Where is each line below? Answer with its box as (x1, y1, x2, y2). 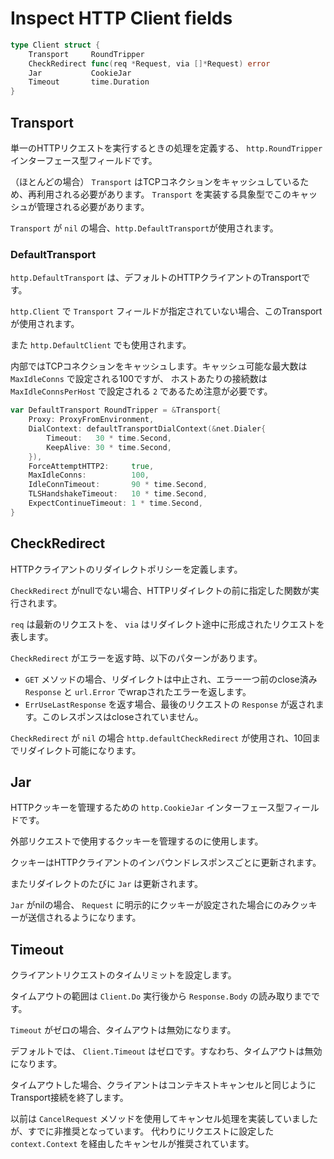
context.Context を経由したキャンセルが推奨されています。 (10, 1138, 255, 1150)
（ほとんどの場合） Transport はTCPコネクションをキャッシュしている (10, 176, 301, 187)
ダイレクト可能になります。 (27, 744, 142, 756)
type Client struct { (10, 40, 101, 50)
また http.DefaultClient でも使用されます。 (10, 339, 192, 351)
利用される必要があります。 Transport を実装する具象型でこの (36, 188, 292, 200)
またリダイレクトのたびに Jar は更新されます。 (10, 878, 203, 890)
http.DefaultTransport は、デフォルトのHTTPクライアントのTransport (10, 272, 302, 284)
